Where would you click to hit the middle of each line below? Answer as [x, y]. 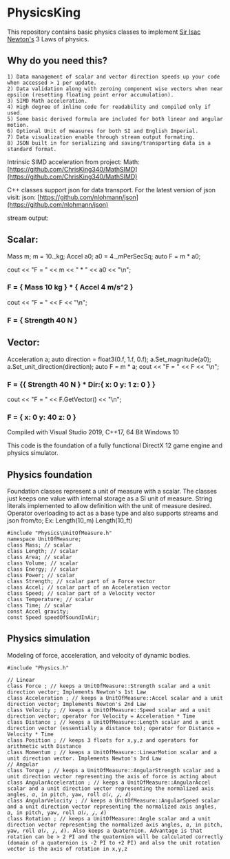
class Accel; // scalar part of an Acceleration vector [89, 587]
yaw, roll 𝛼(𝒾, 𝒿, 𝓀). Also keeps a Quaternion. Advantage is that [105, 831]
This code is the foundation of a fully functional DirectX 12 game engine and [115, 445]
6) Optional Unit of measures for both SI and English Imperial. [103, 131]
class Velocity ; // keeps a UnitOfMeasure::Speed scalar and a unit [109, 710]
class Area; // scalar [40, 557]
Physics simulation [49, 639]
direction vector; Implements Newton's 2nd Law [77, 704]
